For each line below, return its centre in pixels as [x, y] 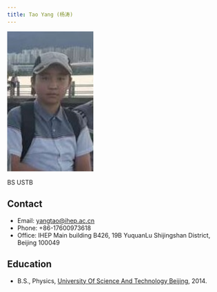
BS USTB [20, 182]
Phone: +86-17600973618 [54, 228]
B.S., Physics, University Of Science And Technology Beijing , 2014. [112, 281]
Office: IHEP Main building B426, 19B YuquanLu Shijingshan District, [114, 235]
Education [30, 264]
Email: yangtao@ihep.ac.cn [56, 220]
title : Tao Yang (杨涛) [40, 14]
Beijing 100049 [39, 242]
